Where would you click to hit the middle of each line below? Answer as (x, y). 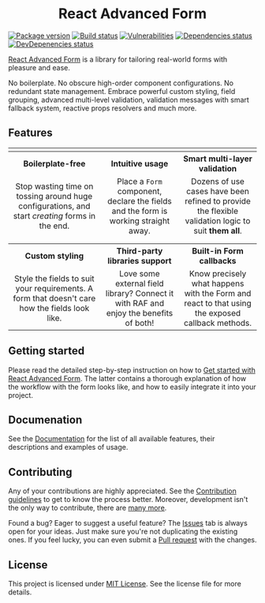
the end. (54, 226)
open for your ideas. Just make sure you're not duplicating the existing (123, 532)
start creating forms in (54, 215)
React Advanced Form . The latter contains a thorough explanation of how (127, 378)
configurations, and (54, 206)
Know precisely (218, 273)
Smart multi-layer (218, 159)
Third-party (140, 251)
